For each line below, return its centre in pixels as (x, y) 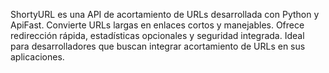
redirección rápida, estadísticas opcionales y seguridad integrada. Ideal (157, 35)
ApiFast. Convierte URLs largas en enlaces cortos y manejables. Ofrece (157, 25)
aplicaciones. (37, 57)
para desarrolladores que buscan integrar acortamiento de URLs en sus (158, 46)
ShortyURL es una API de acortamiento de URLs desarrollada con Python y (165, 14)
